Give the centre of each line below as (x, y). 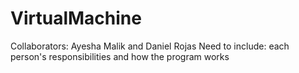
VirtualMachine (76, 18)
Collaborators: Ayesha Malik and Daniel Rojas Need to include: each (150, 46)
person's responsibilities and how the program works (120, 56)
